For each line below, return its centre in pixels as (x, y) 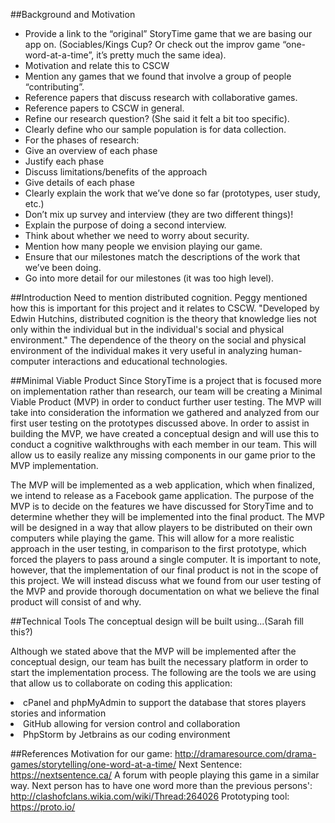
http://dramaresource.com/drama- (245, 753)
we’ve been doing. (63, 267)
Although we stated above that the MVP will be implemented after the (153, 651)
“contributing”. (54, 87)
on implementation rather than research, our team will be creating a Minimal (166, 391)
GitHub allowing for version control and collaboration (132, 723)
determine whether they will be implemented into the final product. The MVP (167, 517)
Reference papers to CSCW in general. (104, 108)
